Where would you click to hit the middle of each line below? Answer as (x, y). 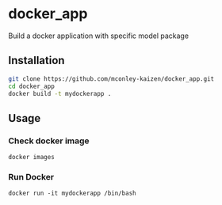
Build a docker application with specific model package (98, 36)
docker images (32, 158)
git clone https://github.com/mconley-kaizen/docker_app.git (111, 79)
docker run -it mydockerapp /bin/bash (72, 194)
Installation (36, 61)
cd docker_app (32, 86)
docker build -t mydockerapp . (60, 93)
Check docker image (49, 141)
